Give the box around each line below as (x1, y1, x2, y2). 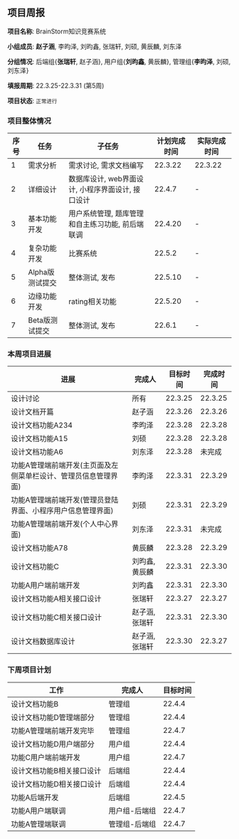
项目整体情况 (7, 116, 52, 126)
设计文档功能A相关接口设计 (11, 593, 102, 603)
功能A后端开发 (11, 792, 59, 802)
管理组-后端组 (108, 819, 156, 829)
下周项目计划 (7, 665, 52, 675)
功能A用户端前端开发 (11, 581, 80, 591)
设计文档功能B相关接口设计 (11, 766, 102, 776)
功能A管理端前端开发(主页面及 (11, 460, 112, 470)
